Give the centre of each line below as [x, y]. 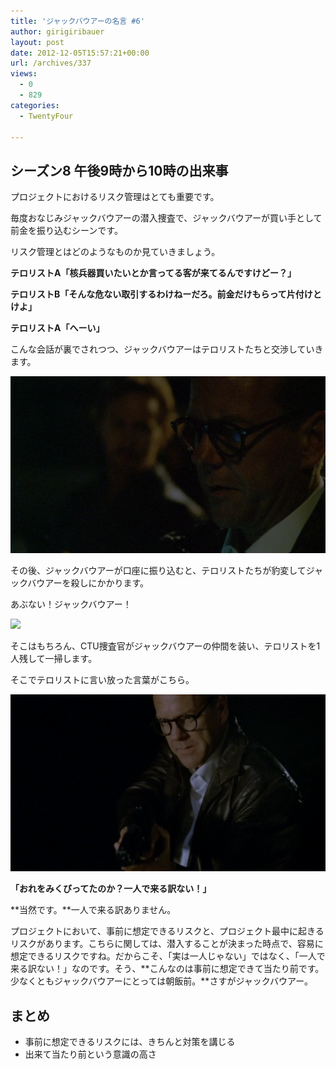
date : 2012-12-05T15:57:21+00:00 [80, 53]
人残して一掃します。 [54, 659]
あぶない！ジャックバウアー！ [71, 604]
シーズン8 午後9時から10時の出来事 [119, 170]
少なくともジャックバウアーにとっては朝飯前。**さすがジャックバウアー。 [162, 981]
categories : [35, 105]
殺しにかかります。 [110, 583]
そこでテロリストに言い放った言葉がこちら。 [102, 680]
